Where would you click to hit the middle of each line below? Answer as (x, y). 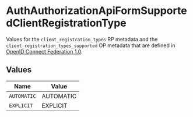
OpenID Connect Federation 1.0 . (44, 51)
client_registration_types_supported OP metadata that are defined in (91, 45)
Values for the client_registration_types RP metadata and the (82, 39)
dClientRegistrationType (66, 23)
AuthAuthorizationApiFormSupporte (97, 11)
